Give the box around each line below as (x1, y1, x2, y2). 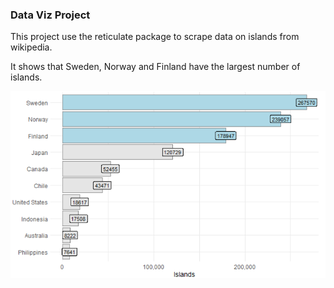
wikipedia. (10, 41, 53, 53)
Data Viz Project (10, 8, 91, 22)
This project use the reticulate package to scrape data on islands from (10, 31, 300, 43)
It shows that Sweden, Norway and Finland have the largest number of (10, 61, 301, 73)
